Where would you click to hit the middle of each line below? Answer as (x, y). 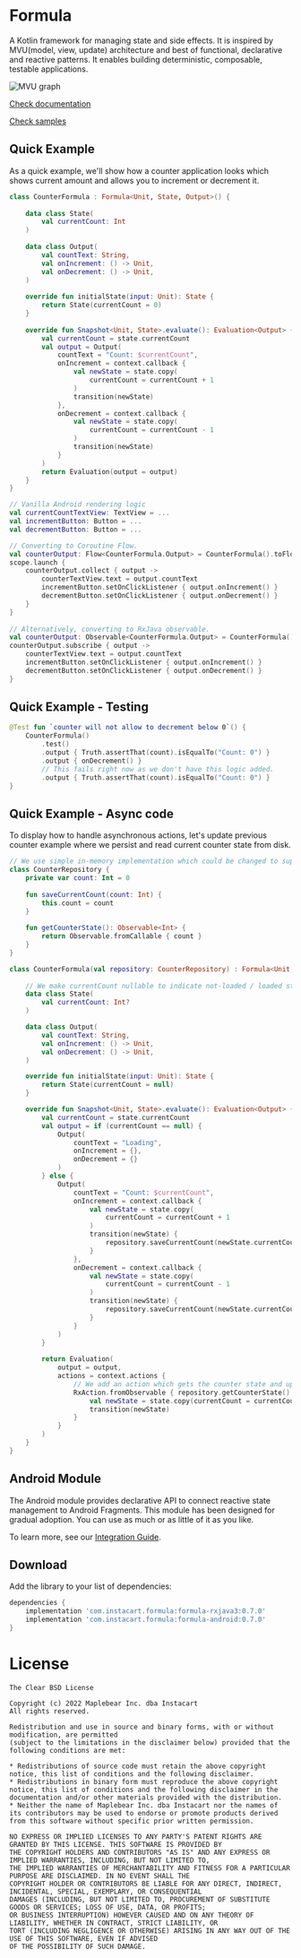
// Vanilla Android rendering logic (77, 505)
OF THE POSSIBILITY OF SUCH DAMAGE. (77, 1946)
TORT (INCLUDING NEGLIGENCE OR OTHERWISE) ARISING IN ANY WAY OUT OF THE (150, 1931)
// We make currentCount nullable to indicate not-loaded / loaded (154, 986)
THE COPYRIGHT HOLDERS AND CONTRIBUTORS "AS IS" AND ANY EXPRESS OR (140, 1852)
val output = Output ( (82, 347)
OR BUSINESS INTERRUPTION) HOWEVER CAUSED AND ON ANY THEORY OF (132, 1915)
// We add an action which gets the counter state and (177, 1384)
